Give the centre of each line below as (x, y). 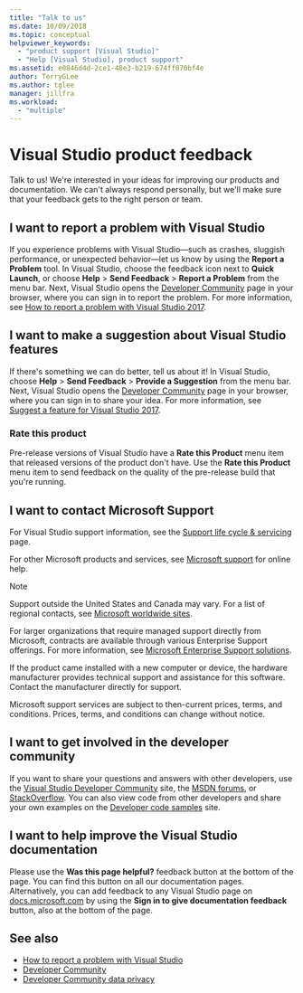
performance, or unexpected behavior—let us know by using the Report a (147, 259)
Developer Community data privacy (89, 979)
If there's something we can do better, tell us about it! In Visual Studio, (140, 371)
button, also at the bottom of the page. (81, 910)
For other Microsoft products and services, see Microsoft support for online (150, 559)
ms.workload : (34, 102)
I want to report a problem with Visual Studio (137, 227)
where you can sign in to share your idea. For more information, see (136, 400)
